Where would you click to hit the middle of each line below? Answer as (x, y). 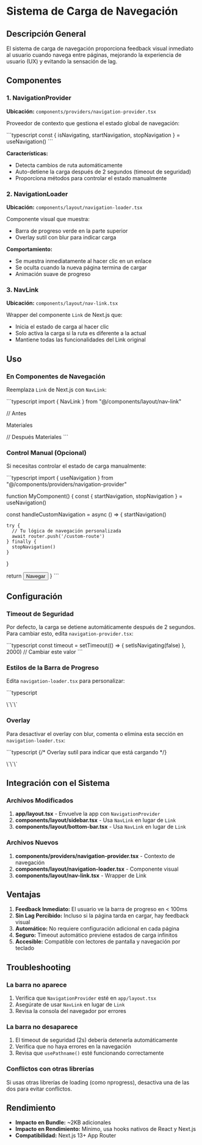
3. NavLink (22, 289)
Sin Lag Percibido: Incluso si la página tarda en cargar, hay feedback (102, 916)
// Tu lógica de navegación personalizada (67, 531)
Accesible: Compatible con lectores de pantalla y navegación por (98, 942)
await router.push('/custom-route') (58, 536)
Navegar (36, 576)
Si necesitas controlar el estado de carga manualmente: (76, 466)
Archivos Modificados (40, 800)
